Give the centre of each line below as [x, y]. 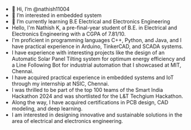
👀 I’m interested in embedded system [57, 15]
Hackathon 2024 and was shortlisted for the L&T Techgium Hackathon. [97, 96]
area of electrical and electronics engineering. [67, 121]
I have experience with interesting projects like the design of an [88, 52]
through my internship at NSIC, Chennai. [60, 84]
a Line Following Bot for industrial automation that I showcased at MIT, [96, 65]
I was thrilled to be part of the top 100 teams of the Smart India [87, 90]
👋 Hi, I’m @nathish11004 [41, 9]
